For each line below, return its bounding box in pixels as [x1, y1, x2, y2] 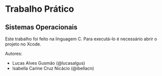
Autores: [5, 51, 23, 56]
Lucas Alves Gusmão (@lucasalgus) [12, 60, 85, 66]
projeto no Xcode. [5, 41, 42, 47]
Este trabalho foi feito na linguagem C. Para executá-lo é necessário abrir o [5, 36, 157, 42]
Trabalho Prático [5, 3, 75, 15]
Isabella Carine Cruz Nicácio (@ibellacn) [12, 65, 94, 71]
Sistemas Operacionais [5, 23, 78, 31]
